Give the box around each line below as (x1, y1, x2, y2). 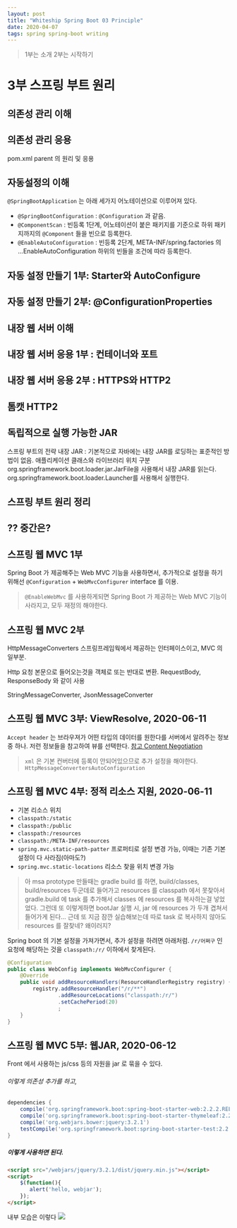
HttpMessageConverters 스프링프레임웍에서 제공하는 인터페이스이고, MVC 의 (7, 644, 223, 653)
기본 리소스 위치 (17, 805, 61, 814)
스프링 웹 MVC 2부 (7, 624, 85, 636)
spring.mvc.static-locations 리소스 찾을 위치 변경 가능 (17, 862, 175, 870)
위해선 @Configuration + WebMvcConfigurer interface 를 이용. (7, 577, 178, 586)
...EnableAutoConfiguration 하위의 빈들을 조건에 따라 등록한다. (17, 247, 192, 255)
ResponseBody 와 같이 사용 (7, 677, 85, 685)
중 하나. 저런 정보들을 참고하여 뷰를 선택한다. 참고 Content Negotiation (7, 742, 203, 750)
